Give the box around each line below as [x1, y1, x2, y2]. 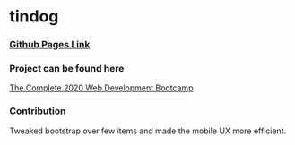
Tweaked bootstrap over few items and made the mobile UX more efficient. [9, 125, 287, 136]
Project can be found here [9, 63, 125, 75]
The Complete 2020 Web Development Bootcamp [9, 82, 194, 93]
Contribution [9, 105, 66, 117]
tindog [9, 6, 59, 27]
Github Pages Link [9, 38, 91, 51]
